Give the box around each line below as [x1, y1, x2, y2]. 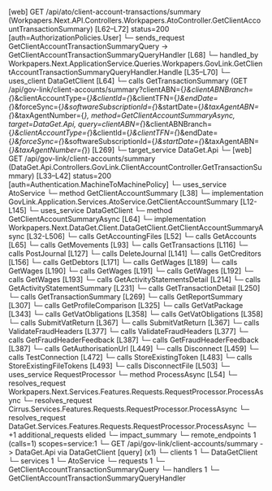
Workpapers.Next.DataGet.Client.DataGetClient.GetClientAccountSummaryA [8, 223, 264, 232]
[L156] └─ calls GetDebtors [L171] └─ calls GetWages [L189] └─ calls [8, 258, 238, 267]
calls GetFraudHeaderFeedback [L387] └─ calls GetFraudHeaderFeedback [8, 335, 259, 345]
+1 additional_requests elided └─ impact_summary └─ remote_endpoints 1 [8, 430, 257, 440]
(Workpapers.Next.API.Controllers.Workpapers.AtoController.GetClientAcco [8, 15, 261, 25]
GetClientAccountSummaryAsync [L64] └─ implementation [8, 215, 206, 224]
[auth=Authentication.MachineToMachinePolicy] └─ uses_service [8, 180, 227, 189]
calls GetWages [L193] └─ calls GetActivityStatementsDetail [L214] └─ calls [8, 275, 261, 284]
